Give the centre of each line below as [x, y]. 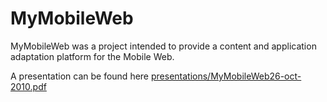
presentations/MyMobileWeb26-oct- [226, 76]
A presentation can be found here [80, 76]
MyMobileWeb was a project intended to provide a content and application [163, 46]
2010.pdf [28, 86]
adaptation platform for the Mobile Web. [92, 56]
